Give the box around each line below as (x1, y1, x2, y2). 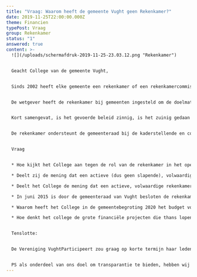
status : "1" (6, 36, 35, 42)
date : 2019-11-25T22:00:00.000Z (6, 14, 85, 20)
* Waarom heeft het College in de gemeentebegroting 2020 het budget (11, 204, 185, 210)
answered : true (6, 42, 43, 47)
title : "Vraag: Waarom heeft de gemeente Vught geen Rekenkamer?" (6, 8, 172, 15)
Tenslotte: (11, 231, 38, 237)
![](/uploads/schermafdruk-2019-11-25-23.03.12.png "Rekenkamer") (11, 52, 177, 58)
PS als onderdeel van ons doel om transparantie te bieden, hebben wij (11, 262, 191, 268)
